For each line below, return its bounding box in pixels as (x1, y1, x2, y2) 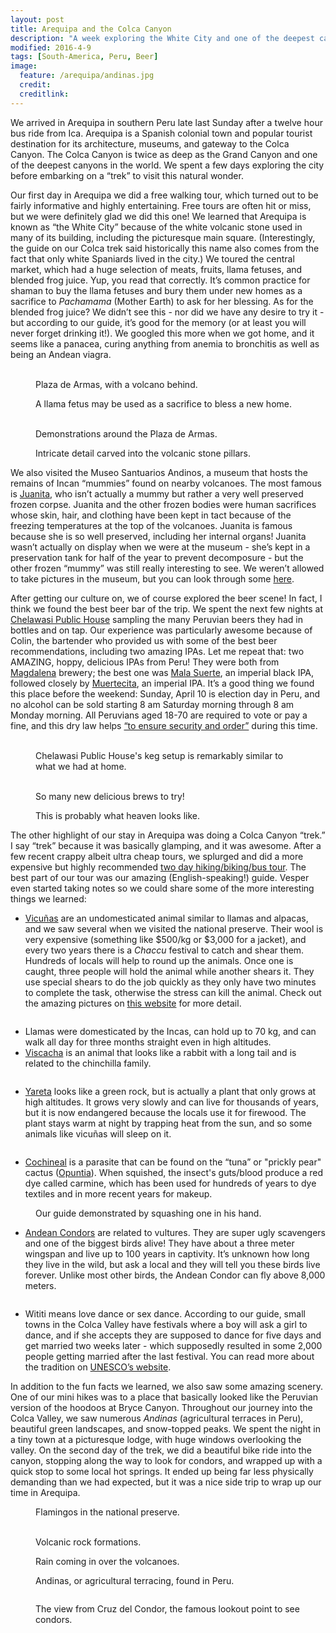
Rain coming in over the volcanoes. (35, 1555, 180, 1567)
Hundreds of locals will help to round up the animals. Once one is (24, 954, 294, 966)
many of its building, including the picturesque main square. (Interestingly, (10, 231, 316, 243)
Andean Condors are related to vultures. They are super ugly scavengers (24, 1226, 327, 1238)
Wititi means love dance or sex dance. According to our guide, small (24, 1307, 306, 1320)
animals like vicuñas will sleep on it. (24, 1127, 172, 1140)
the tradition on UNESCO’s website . (24, 1361, 172, 1373)
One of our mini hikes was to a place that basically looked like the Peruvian (10, 1391, 319, 1403)
